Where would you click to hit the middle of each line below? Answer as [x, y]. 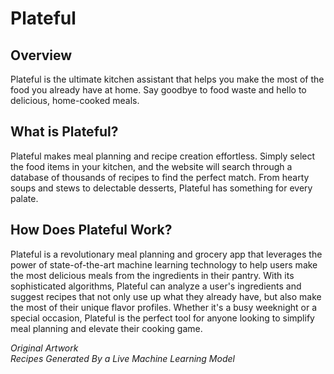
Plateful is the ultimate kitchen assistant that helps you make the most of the [167, 79]
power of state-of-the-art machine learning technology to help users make [164, 264]
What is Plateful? [64, 132]
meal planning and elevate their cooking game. [106, 328]
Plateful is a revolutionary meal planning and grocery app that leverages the [166, 254]
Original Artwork [44, 348]
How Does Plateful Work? [91, 230]
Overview [41, 55]
